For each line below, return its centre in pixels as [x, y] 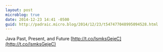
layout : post [19, 10]
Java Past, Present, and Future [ [39, 39]
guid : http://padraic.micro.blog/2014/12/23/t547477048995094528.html [82, 24]
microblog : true [22, 15]
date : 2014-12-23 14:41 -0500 [37, 19]
